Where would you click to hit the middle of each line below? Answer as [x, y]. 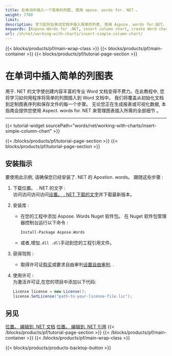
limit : [12, 19]
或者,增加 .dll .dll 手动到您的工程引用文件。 [67, 243]
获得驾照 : [23, 254]
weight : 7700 [19, 15]
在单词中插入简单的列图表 [59, 76]
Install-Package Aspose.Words [53, 232]
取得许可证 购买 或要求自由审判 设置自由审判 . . [67, 264]
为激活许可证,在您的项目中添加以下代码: [54, 282]
